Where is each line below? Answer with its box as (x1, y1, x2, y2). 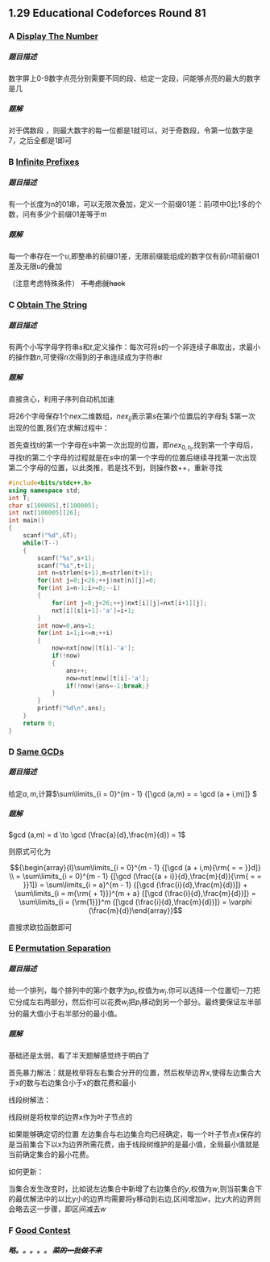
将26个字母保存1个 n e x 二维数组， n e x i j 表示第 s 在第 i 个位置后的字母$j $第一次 (8, 411, 256, 423)
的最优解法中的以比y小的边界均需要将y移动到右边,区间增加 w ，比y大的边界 (8, 1193, 255, 1203)
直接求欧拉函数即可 (8, 922, 73, 932)
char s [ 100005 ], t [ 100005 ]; (8, 501, 99, 510)
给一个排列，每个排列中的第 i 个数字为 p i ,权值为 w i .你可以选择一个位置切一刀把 (8, 986, 260, 997)
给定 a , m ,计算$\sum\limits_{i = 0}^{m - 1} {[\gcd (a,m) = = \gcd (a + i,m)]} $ (8, 789, 258, 798)
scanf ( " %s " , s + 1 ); (37, 553, 95, 562)
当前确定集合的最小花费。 (8, 1149, 93, 1159)
